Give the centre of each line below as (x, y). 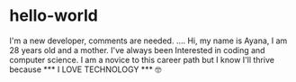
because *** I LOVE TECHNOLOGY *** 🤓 (85, 69)
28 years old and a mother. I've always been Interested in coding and (137, 50)
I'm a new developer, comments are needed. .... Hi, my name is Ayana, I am (148, 41)
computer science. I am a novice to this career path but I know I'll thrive (142, 59)
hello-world (54, 16)
